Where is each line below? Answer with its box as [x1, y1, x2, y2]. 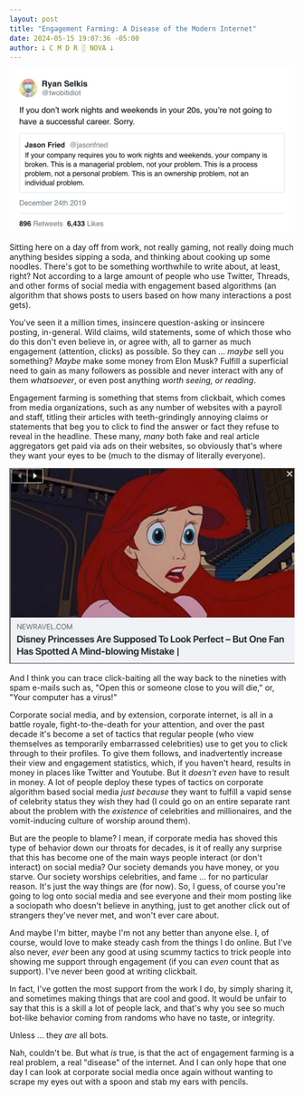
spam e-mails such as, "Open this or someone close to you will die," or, [9, 682, 275, 693]
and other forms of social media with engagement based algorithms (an [9, 281, 277, 292]
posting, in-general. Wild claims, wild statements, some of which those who [9, 327, 291, 338]
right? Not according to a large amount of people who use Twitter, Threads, [9, 271, 290, 282]
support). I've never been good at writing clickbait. [9, 966, 198, 976]
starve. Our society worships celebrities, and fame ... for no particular [9, 870, 269, 882]
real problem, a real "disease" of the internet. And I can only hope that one [9, 1056, 287, 1068]
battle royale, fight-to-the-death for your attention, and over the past [9, 718, 265, 729]
